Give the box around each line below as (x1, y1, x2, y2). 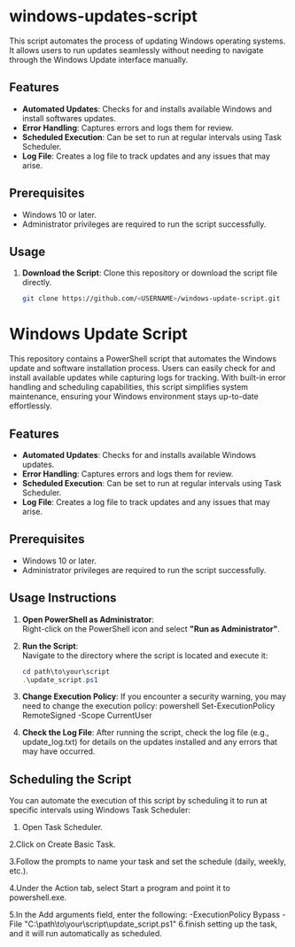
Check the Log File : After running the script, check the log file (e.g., (21, 727, 270, 738)
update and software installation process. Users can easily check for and (9, 363, 276, 374)
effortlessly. (9, 400, 53, 411)
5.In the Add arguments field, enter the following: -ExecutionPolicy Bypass (9, 910, 281, 920)
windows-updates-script (9, 6, 198, 27)
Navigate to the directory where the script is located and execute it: (21, 649, 268, 661)
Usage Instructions (9, 591, 117, 606)
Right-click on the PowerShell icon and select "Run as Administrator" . (21, 623, 281, 634)
